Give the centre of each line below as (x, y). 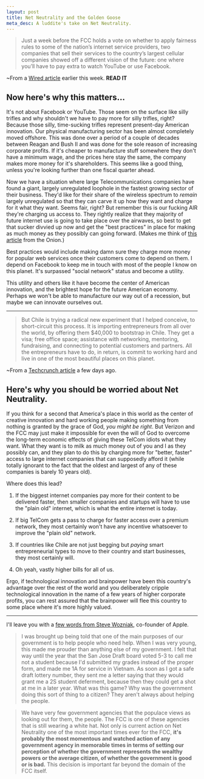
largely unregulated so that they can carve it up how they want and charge (99, 201)
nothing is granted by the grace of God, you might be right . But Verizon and (101, 427)
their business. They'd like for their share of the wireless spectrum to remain (102, 195)
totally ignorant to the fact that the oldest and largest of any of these (92, 465)
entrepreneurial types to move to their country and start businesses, (100, 551)
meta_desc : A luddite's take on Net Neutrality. (69, 23)
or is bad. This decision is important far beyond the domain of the (104, 764)
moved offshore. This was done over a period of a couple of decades (93, 138)
